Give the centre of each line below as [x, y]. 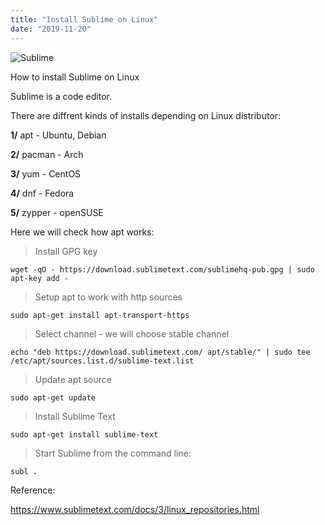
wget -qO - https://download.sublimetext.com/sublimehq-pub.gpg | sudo [162, 269]
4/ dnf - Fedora [42, 193]
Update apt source [73, 379]
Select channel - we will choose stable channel [132, 333]
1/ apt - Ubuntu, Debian [58, 135]
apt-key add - [40, 278]
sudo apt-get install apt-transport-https [100, 315]
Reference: [33, 490]
